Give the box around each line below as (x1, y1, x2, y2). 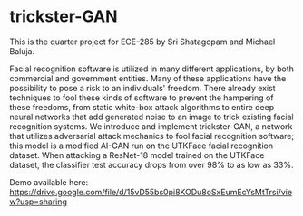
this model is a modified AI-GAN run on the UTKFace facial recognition (9, 140, 274, 151)
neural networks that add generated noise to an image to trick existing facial (9, 111, 294, 122)
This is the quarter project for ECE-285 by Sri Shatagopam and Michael (9, 36, 276, 47)
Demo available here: (9, 176, 89, 187)
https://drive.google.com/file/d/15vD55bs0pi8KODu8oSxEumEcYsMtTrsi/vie (9, 186, 293, 197)
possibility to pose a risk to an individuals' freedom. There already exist (9, 82, 276, 93)
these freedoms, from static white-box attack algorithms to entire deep (9, 101, 275, 112)
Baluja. (9, 45, 34, 56)
